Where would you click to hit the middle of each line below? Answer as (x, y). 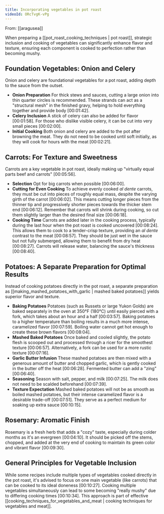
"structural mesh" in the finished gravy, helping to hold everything (79, 105)
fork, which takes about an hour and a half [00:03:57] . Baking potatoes (84, 316)
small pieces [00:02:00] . (37, 126)
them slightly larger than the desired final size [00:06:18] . (70, 215)
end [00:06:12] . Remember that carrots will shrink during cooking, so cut (85, 210)
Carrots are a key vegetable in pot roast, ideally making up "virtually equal (80, 169)
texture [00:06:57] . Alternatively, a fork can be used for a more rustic (82, 348)
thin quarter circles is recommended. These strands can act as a (77, 100)
